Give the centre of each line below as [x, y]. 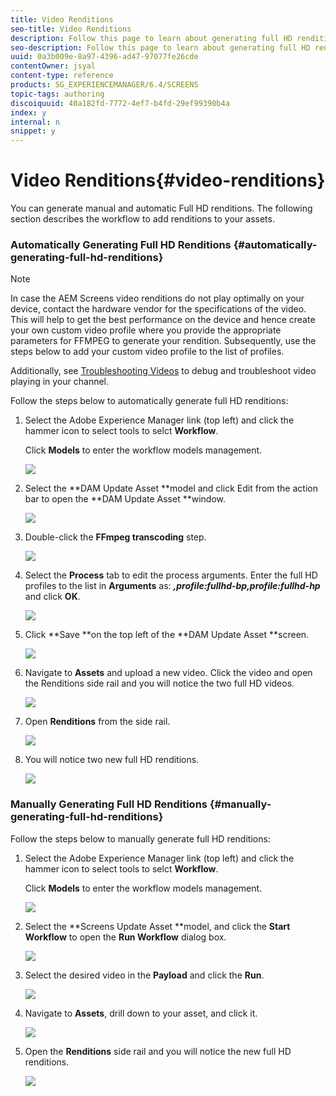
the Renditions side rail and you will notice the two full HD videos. [159, 683]
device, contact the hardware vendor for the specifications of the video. [158, 309]
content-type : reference [62, 76]
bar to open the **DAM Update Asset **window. [125, 499]
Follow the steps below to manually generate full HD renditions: [140, 838]
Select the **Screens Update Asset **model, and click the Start [157, 926]
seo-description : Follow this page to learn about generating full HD [160, 47]
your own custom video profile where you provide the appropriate [146, 330]
